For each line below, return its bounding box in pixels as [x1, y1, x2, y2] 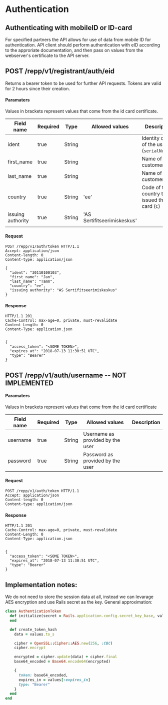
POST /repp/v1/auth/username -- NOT [5, 371, 126, 379]
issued [141, 196, 157, 203]
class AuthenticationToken [5, 609, 61, 614]
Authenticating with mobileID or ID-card [5, 23, 132, 32]
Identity [141, 135, 160, 142]
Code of [141, 184, 161, 191]
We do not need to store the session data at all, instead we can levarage [5, 594, 154, 600]
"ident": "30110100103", [9, 270, 61, 275]
